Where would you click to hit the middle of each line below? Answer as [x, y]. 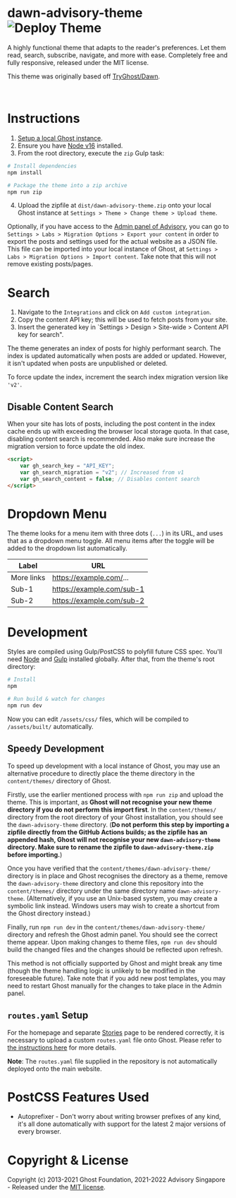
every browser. [39, 1132]
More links [28, 578]
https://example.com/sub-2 [98, 600]
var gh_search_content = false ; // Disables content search [110, 479]
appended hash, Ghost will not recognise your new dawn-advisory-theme [114, 839]
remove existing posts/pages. [50, 264]
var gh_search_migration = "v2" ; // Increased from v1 [102, 472]
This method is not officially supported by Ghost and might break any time [115, 963]
